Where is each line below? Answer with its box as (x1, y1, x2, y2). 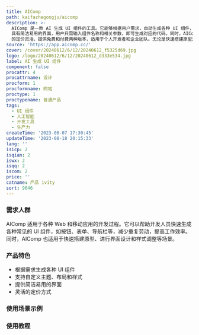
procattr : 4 (6, 69, 36, 75)
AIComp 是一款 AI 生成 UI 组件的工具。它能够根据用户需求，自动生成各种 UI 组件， (11, 25, 194, 31)
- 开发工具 (11, 119, 35, 125)
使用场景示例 (6, 305, 43, 313)
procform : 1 (6, 81, 36, 87)
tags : (6, 102, 20, 109)
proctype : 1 (6, 91, 36, 97)
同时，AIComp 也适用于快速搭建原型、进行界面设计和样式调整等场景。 (6, 235, 178, 242)
